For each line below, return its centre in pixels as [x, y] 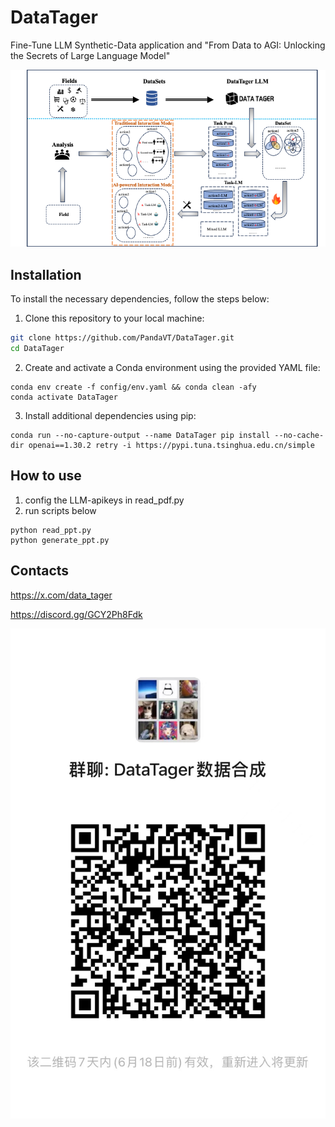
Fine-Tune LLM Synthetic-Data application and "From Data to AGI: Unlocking [168, 45]
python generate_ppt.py [60, 540]
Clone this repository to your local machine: [114, 318]
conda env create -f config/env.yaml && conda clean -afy [133, 387]
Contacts [40, 571]
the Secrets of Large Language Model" [90, 55]
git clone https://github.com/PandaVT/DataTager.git [122, 338]
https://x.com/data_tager [61, 595]
